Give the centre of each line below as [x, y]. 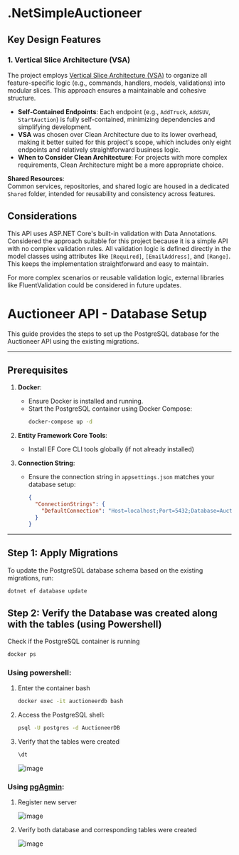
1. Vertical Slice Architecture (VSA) [69, 60]
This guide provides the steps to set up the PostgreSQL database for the [113, 334]
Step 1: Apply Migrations [63, 553]
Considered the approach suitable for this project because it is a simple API [118, 241]
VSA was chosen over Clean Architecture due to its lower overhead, [118, 134]
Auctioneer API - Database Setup [107, 313]
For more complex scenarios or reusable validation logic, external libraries [116, 277]
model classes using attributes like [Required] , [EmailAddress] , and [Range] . [119, 256]
